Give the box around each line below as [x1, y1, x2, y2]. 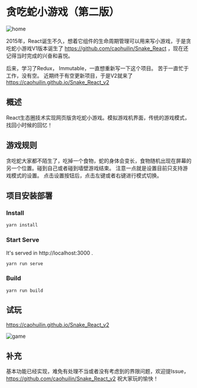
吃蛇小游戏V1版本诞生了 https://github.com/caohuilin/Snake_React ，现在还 [6, 45, 189, 52]
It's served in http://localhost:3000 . [6, 249, 94, 257]
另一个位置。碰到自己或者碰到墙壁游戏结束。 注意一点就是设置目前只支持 [6, 165, 183, 172]
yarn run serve [6, 261, 44, 267]
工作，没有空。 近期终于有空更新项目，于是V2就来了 [6, 72, 133, 79]
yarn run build [6, 287, 44, 294]
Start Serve [6, 236, 39, 244]
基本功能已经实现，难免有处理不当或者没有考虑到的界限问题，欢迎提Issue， [6, 368, 189, 375]
